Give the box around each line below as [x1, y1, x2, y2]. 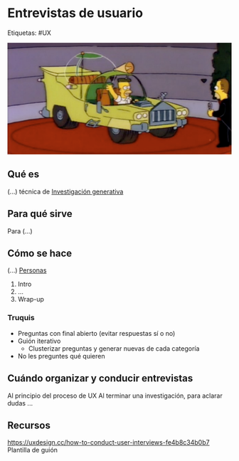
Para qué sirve [7, 208, 73, 220]
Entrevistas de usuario [7, 5, 144, 21]
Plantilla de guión [7, 446, 58, 455]
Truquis [7, 313, 35, 323]
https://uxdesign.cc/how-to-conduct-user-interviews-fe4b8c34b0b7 [7, 438, 210, 447]
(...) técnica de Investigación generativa [7, 187, 124, 196]
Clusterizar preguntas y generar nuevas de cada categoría [28, 344, 200, 353]
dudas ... [7, 398, 33, 407]
